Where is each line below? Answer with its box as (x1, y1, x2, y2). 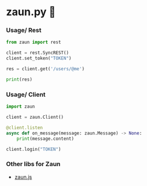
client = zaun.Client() (6, 114, 64, 120)
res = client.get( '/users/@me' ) (6, 66, 85, 72)
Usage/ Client (6, 90, 45, 98)
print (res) (6, 76, 33, 82)
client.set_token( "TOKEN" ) (6, 56, 72, 61)
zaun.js (14, 173, 32, 180)
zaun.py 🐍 (6, 5, 56, 19)
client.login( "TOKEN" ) (6, 146, 61, 152)
